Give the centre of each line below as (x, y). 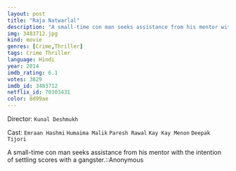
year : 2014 (23, 66)
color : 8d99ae (28, 99)
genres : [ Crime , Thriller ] (45, 46)
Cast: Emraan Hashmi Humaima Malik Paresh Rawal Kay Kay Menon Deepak (109, 132)
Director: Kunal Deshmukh (43, 119)
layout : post (26, 14)
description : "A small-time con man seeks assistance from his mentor (113, 27)
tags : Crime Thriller (39, 53)
